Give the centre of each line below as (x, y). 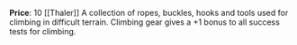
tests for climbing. (43, 31)
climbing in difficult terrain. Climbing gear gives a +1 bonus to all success (145, 22)
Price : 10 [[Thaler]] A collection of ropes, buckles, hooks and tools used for (149, 13)
